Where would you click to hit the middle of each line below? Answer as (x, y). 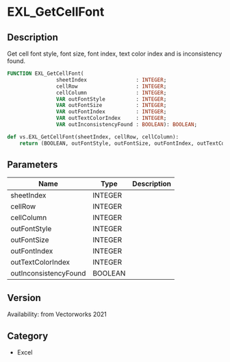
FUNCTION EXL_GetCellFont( (46, 73)
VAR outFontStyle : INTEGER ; (111, 99)
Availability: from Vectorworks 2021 (57, 314)
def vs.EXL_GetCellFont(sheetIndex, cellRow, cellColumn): (93, 137)
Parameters (33, 165)
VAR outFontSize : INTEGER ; (111, 106)
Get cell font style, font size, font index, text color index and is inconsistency (115, 53)
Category (28, 336)
